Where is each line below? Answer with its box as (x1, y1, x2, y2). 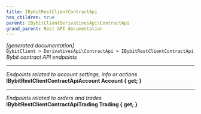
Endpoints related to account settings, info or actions (6, 71, 138, 78)
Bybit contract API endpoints (6, 53, 77, 61)
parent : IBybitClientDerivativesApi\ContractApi (6, 20, 130, 26)
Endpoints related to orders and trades (6, 94, 102, 102)
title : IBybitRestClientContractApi (6, 8, 98, 15)
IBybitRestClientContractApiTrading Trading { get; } (6, 101, 138, 108)
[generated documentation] (6, 42, 75, 49)
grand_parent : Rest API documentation (6, 25, 103, 32)
